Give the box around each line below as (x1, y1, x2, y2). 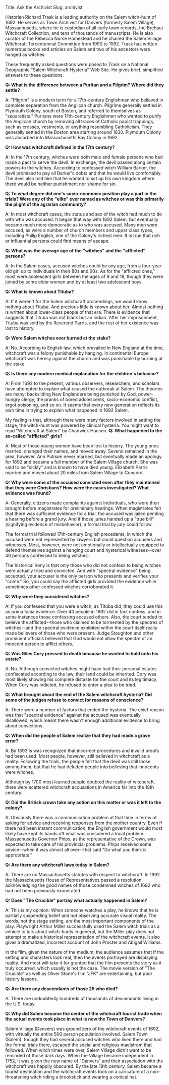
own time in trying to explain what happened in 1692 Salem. (5, 407, 129, 413)
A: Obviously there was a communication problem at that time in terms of (5, 815, 157, 820)
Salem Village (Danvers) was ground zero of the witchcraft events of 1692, (5, 1026, 160, 1032)
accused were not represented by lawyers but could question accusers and (5, 537, 162, 542)
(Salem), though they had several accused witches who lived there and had (5, 1037, 162, 1042)
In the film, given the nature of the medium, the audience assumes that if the (5, 949, 164, 955)
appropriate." (5, 852, 33, 858)
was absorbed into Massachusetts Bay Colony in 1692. (5, 135, 119, 140)
